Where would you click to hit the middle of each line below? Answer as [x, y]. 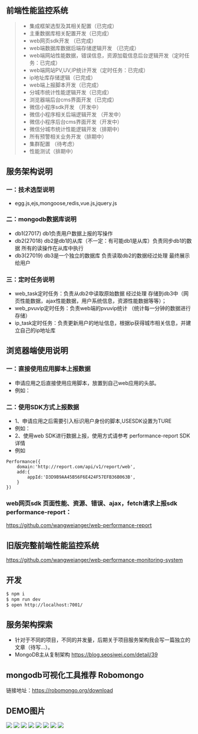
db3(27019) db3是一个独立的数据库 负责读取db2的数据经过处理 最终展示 [102, 255]
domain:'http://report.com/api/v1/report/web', [76, 467]
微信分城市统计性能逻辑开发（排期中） [76, 129]
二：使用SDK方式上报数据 [43, 407]
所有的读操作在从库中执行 [52, 248]
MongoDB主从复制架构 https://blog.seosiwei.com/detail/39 [86, 655]
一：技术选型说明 [30, 190]
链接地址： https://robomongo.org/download [60, 690]
